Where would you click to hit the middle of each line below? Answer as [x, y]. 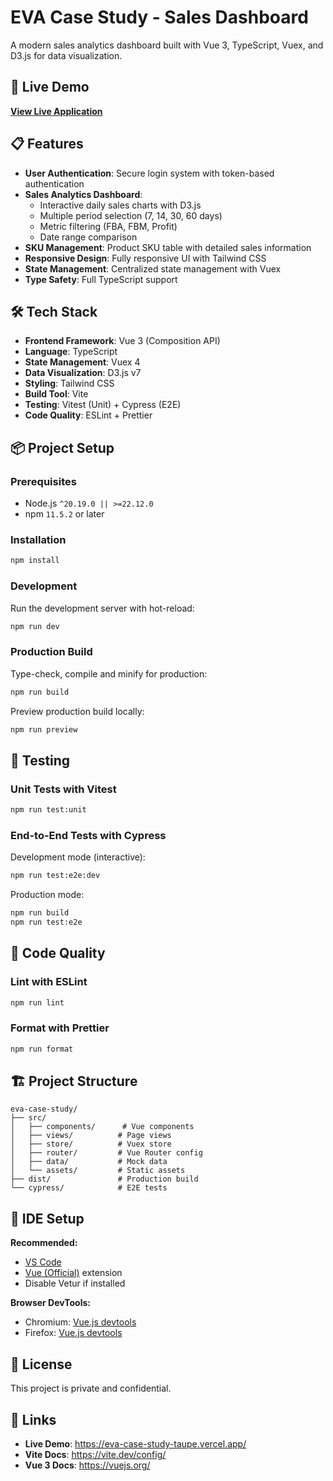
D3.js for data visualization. [66, 55]
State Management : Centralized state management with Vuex [153, 268]
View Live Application [56, 111]
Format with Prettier [60, 1028]
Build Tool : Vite [56, 394]
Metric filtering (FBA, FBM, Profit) [108, 226]
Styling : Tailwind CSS [69, 383]
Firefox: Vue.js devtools [73, 1333]
